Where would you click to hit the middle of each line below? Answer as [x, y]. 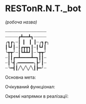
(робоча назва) [21, 22]
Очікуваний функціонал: [30, 86]
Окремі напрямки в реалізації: [37, 96]
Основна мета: [21, 77]
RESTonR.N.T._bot [43, 9]
